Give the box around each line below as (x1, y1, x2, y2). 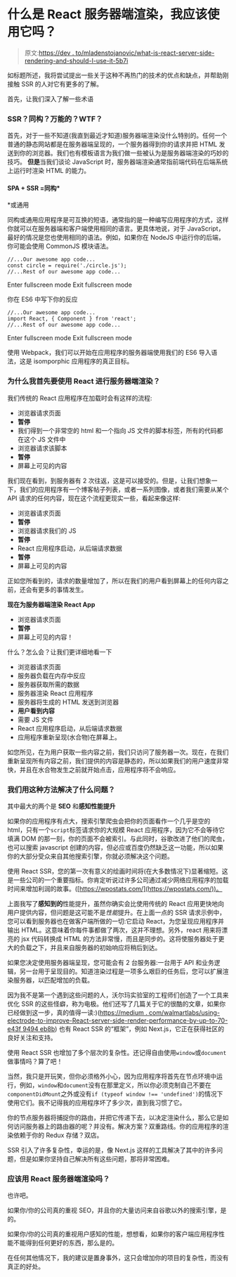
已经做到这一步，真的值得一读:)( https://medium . (7, 1009, 147, 1017)
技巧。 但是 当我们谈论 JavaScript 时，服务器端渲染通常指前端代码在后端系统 (7, 157, 228, 166)
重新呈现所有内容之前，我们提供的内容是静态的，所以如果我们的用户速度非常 (7, 756, 229, 765)
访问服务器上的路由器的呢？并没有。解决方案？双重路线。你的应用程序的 (13, 1122, 223, 1131)
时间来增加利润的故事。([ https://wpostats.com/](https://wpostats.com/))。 (7, 885, 223, 893)
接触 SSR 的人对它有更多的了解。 (7, 79, 103, 88)
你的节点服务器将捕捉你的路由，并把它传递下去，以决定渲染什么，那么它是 (7, 1113, 223, 1122)
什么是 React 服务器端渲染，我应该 (7, 6, 208, 22)
